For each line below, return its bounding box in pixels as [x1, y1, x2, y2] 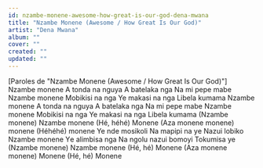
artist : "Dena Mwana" [8, 26, 79, 34]
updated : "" [8, 55, 47, 63]
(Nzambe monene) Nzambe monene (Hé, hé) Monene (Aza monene [8, 142, 228, 152]
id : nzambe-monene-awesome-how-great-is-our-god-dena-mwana [8, 11, 210, 20]
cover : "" [8, 41, 41, 48]
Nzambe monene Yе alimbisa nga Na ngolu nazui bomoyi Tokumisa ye [8, 134, 236, 144]
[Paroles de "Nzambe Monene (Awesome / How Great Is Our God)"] [8, 76, 228, 86]
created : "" [8, 48, 47, 55]
